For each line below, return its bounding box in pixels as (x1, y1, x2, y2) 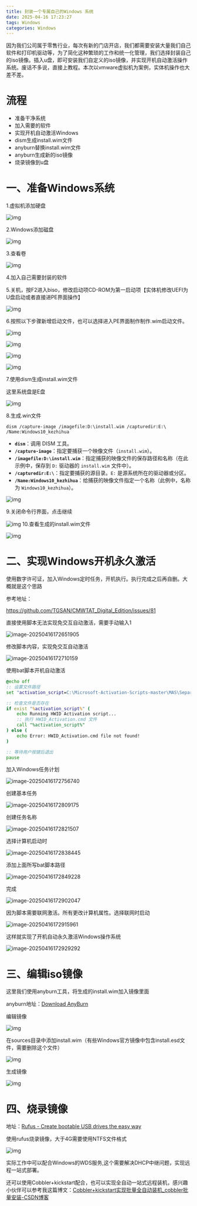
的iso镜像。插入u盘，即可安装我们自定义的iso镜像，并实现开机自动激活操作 (6, 56, 188, 64)
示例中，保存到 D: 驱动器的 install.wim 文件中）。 (14, 462, 135, 469)
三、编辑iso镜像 (6, 967, 83, 981)
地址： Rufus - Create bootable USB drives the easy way (6, 1123, 142, 1130)
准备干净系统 (14, 115, 46, 122)
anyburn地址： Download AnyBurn (6, 1001, 89, 1008)
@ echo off (6, 679, 30, 685)
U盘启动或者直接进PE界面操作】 (6, 294, 83, 301)
